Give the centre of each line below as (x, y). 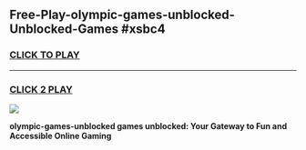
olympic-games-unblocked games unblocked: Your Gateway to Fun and (148, 125)
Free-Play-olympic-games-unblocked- (122, 15)
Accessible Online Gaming (61, 135)
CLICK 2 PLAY (41, 89)
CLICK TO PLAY (45, 55)
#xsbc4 (143, 30)
